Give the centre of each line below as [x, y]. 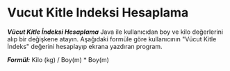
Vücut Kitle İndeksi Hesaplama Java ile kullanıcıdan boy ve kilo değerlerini [115, 32]
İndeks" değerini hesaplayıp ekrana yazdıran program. [85, 46]
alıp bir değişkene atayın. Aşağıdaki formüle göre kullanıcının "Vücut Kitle [112, 39]
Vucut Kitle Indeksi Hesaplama [98, 13]
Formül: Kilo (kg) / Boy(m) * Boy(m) [58, 59]
